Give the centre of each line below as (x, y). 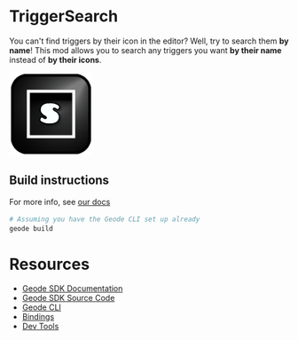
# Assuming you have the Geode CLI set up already (105, 219)
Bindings (38, 317)
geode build (31, 228)
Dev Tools (40, 327)
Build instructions (59, 181)
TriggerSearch (63, 16)
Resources (50, 264)
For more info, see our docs (60, 202)
